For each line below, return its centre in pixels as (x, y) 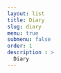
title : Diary (26, 20)
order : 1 (20, 46)
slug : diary (24, 26)
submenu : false (29, 40)
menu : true (23, 33)
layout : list (26, 14)
